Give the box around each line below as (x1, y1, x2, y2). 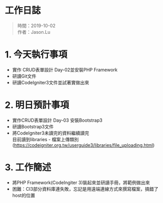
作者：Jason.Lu (17, 29, 51, 35)
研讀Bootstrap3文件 (12, 123, 54, 129)
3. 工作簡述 (5, 162, 52, 173)
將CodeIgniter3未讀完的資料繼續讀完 (12, 130, 89, 136)
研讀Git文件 (12, 73, 37, 79)
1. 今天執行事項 (5, 49, 67, 60)
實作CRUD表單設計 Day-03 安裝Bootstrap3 (12, 117, 103, 123)
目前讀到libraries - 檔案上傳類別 (12, 136, 79, 142)
